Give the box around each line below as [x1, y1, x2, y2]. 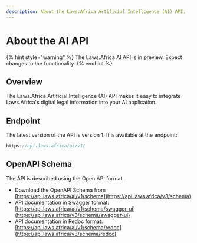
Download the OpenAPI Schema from [14, 186, 106, 193]
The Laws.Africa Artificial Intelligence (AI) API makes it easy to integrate [6, 93, 181, 100]
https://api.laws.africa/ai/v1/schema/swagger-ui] [17, 205, 136, 212]
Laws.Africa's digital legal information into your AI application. [6, 98, 157, 106]
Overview [6, 77, 43, 87]
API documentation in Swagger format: [14, 199, 109, 206]
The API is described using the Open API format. [6, 175, 124, 182]
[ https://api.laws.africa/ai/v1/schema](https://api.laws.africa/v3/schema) [14, 192, 192, 199]
